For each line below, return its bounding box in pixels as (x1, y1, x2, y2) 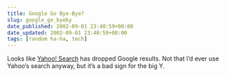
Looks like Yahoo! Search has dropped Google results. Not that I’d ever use (7, 54, 220, 63)
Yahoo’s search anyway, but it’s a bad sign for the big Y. (7, 62, 165, 70)
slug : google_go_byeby (7, 16, 72, 23)
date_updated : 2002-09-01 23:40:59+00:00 (7, 29, 128, 36)
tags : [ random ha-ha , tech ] (7, 36, 88, 43)
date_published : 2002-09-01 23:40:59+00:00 (7, 23, 134, 30)
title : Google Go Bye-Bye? (7, 10, 84, 17)
